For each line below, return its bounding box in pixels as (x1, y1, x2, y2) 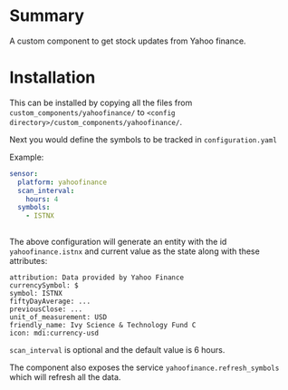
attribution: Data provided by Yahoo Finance (9, 273, 184, 282)
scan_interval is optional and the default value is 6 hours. (9, 345, 226, 355)
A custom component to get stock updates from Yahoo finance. (9, 35, 246, 46)
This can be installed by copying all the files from (9, 97, 193, 108)
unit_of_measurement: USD (9, 313, 107, 322)
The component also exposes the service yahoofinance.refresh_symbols (9, 362, 280, 373)
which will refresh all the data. (9, 372, 121, 382)
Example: (9, 151, 44, 162)
